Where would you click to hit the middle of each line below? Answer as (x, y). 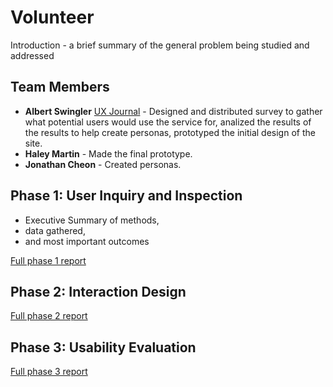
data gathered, (55, 230)
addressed (32, 55)
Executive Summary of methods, (92, 220)
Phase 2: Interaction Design (98, 291)
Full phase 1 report (48, 260)
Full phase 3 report (49, 372)
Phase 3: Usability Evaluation (103, 347)
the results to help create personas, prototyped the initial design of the (170, 132)
